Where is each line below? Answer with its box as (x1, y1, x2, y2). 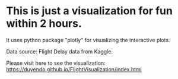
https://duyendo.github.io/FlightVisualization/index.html (6, 65, 142, 72)
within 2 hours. (6, 17, 82, 30)
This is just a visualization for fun (6, 4, 173, 18)
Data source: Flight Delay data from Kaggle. (6, 48, 113, 55)
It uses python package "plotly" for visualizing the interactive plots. (6, 36, 170, 43)
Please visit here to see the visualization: (6, 59, 106, 67)
